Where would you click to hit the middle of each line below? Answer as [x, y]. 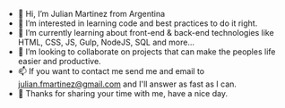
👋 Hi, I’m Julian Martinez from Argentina [91, 14]
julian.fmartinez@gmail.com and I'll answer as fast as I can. [127, 84]
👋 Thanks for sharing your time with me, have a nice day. [123, 93]
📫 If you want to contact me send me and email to [111, 71]
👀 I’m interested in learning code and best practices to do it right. [138, 23]
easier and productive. [59, 61]
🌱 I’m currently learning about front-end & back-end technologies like [146, 33]
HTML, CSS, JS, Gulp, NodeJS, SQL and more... [106, 42]
